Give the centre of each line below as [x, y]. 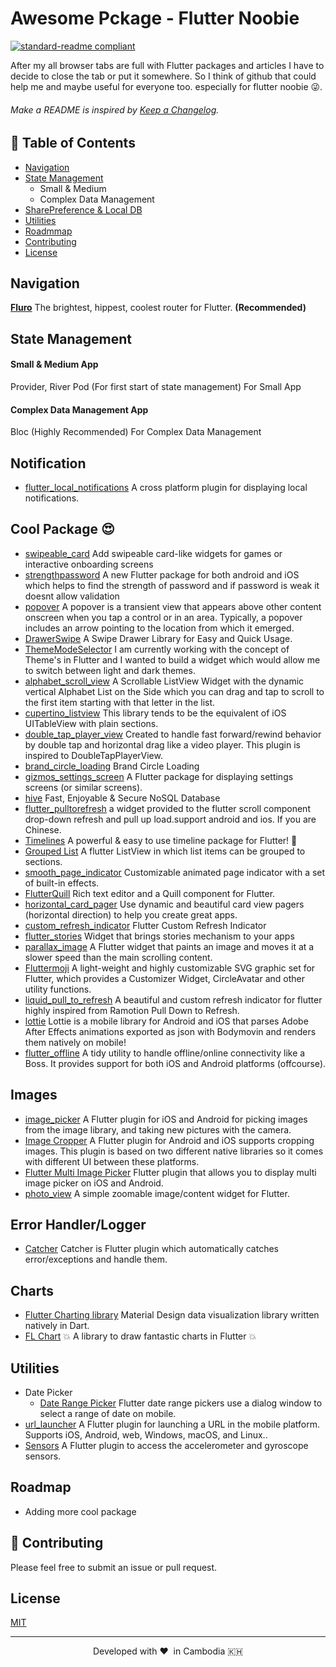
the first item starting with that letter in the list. [120, 702]
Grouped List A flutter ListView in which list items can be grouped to [165, 851]
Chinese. [43, 829]
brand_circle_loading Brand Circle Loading [112, 766]
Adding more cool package [80, 1511]
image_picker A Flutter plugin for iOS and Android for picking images [166, 1119]
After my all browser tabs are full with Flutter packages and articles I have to [167, 65]
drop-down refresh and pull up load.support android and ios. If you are [170, 819]
